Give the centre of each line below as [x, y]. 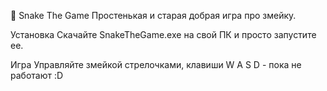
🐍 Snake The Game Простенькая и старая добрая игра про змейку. [153, 15]
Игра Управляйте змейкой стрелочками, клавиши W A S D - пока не [156, 64]
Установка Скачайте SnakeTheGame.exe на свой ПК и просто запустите [163, 34]
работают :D [37, 75]
